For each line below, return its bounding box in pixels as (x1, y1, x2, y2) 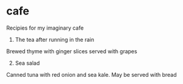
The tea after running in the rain (15, 36, 95, 43)
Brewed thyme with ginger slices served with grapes (6, 47, 138, 55)
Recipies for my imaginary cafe (6, 24, 84, 31)
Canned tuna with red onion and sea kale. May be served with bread (6, 71, 177, 78)
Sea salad (15, 59, 40, 66)
